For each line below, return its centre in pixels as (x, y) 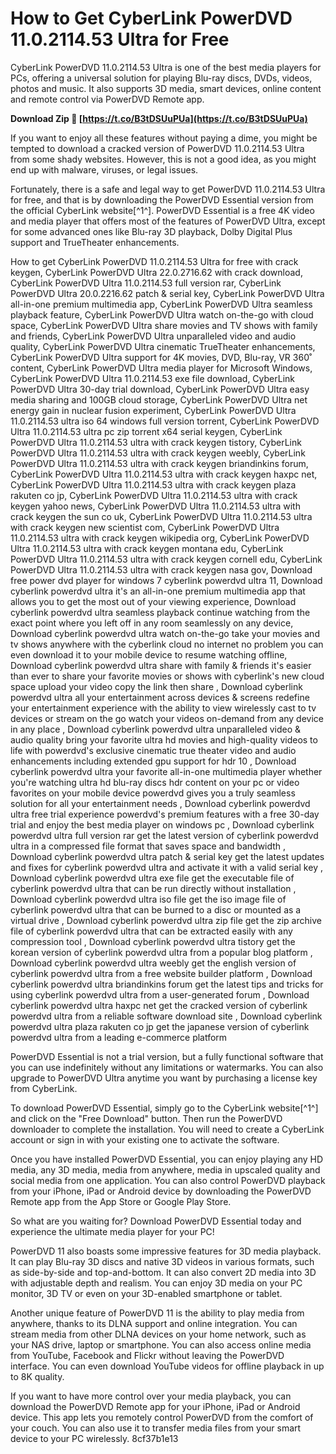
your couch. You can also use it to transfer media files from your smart (156, 1428)
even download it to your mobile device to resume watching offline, (149, 654)
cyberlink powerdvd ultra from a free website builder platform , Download (161, 973)
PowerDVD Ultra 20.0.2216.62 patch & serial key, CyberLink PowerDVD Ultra (167, 293)
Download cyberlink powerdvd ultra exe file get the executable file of (152, 878)
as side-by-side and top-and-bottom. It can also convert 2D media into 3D (163, 1272)
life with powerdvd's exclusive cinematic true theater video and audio (153, 750)
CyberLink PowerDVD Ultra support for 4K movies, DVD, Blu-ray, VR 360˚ (161, 357)
